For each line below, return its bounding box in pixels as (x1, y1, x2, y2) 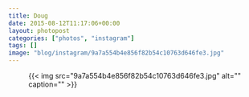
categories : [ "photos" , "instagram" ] (8, 34, 135, 42)
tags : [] (8, 42, 38, 50)
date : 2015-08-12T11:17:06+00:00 (8, 19, 120, 27)
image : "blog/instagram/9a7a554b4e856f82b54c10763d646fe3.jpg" (8, 49, 225, 57)
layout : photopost (8, 26, 70, 34)
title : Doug (8, 11, 48, 20)
